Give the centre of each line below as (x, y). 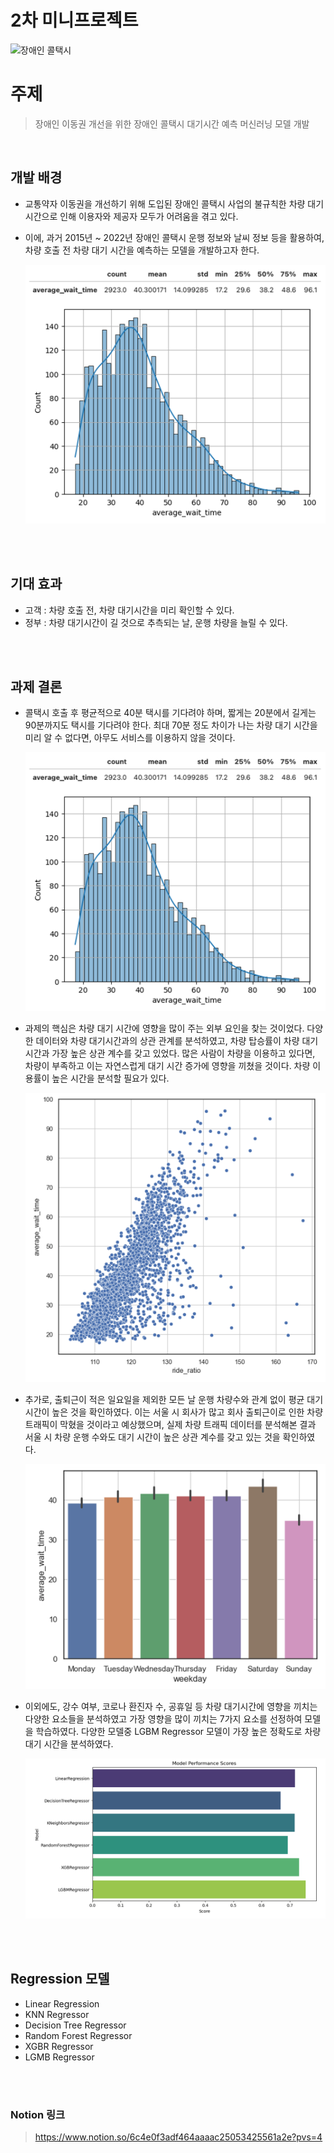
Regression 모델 (60, 1979)
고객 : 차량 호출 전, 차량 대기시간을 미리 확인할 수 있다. (129, 610)
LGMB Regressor (59, 2057)
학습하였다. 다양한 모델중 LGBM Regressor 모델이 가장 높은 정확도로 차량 (178, 1732)
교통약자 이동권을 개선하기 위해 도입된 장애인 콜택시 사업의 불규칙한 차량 (165, 203)
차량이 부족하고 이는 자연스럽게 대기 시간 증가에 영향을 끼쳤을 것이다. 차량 (167, 1066)
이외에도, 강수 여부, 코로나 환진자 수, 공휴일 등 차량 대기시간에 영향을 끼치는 (171, 1707)
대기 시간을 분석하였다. (69, 1744)
